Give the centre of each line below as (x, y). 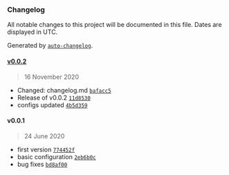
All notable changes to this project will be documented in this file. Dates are (115, 25)
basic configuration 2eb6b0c (57, 156)
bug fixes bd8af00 (42, 164)
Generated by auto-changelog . (50, 46)
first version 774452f (46, 149)
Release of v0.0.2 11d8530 (54, 98)
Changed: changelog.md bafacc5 (64, 90)
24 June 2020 (44, 136)
